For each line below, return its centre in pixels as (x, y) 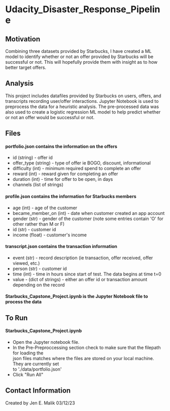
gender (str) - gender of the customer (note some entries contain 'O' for (88, 218)
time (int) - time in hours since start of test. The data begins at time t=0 (87, 274)
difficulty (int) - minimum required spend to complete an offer (77, 169)
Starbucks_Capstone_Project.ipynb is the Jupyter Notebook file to (77, 296)
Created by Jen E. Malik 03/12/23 (40, 403)
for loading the (28, 353)
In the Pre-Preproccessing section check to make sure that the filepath (87, 348)
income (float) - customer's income (50, 235)
